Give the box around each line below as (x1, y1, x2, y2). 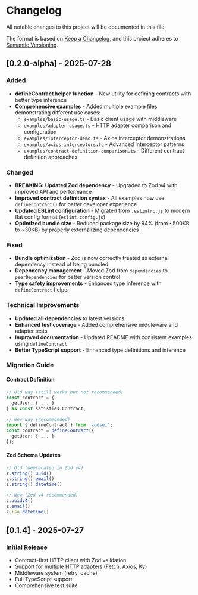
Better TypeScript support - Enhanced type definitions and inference (14, 346, 186, 354)
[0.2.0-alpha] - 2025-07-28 (6, 58, 111, 69)
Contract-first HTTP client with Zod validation (14, 557, 127, 564)
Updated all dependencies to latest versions (14, 314, 125, 322)
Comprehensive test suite (14, 582, 78, 589)
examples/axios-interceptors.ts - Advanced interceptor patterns (23, 141, 184, 148)
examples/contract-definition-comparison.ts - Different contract (23, 147, 184, 154)
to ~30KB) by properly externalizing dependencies (14, 226, 139, 233)
